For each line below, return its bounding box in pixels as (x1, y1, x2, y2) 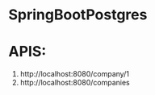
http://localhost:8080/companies (19, 78, 131, 88)
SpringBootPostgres (8, 6, 148, 24)
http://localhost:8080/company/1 (19, 69, 129, 79)
